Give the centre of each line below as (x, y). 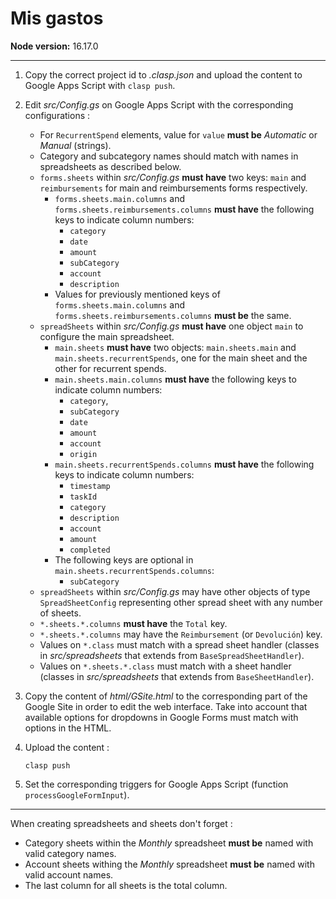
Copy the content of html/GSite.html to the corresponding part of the (166, 696)
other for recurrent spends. (110, 368)
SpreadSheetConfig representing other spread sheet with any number (181, 602)
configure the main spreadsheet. (107, 336)
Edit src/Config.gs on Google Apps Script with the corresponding (159, 104)
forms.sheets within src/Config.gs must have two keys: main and (173, 177)
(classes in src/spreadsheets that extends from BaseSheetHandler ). (177, 676)
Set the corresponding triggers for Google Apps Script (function (156, 784)
